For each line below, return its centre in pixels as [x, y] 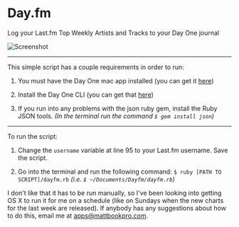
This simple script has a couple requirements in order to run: [96, 67]
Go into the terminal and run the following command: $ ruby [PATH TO [119, 171]
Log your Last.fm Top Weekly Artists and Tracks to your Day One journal [113, 33]
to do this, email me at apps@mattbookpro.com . [78, 216]
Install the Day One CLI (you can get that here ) [86, 95]
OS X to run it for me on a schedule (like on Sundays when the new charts [116, 200]
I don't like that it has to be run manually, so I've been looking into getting [115, 193]
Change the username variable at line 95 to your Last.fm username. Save [123, 150]
